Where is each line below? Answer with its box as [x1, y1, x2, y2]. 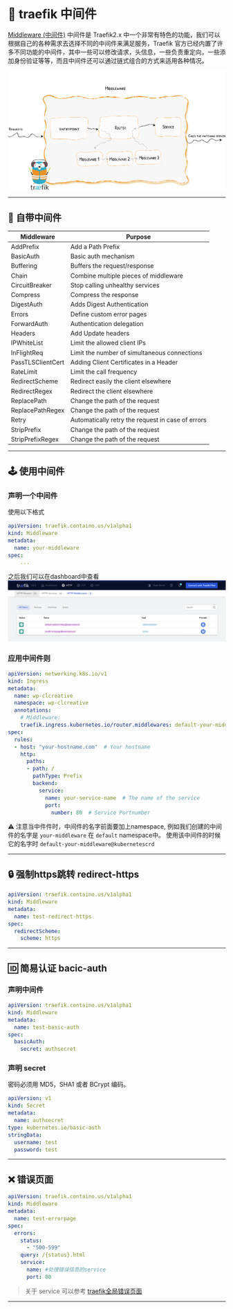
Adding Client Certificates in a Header [70, 358, 178, 366]
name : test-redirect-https [14, 913, 92, 920]
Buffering [10, 262, 37, 270]
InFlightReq [10, 348, 44, 356]
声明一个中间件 [8, 491, 58, 500]
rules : [14, 736, 33, 743]
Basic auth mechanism [70, 252, 135, 260]
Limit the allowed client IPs [70, 338, 146, 347]
